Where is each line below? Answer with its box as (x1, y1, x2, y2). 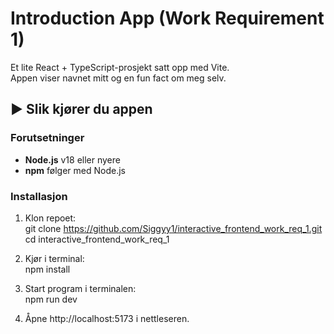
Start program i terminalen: (24, 282, 137, 294)
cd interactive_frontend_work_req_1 (24, 233, 170, 245)
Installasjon (10, 189, 68, 203)
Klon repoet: (24, 212, 77, 224)
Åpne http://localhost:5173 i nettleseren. (24, 312, 190, 324)
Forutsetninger (10, 131, 85, 145)
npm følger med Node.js (24, 164, 127, 176)
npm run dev (24, 293, 78, 305)
